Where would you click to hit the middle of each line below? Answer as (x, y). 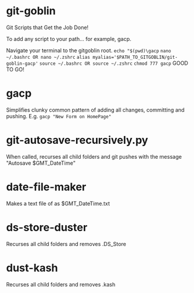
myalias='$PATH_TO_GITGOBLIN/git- (135, 57)
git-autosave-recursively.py (77, 140)
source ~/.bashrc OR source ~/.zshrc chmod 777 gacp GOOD (114, 63)
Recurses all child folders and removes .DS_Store (66, 244)
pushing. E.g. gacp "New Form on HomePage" (59, 116)
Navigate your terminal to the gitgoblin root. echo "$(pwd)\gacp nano (89, 50)
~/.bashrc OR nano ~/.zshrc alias (48, 57)
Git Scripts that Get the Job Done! (47, 27)
